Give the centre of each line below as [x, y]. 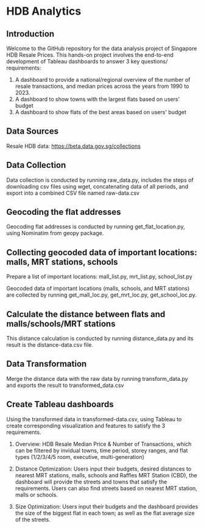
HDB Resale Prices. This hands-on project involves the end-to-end [90, 55]
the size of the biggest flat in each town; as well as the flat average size [105, 513]
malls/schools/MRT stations [61, 324]
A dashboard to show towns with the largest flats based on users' [97, 99]
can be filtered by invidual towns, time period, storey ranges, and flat [101, 450]
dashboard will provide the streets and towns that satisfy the [91, 482]
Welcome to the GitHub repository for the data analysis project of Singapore [102, 48]
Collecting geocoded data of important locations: [102, 252]
